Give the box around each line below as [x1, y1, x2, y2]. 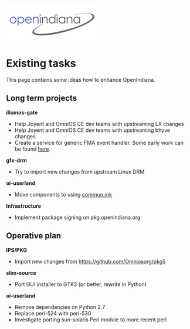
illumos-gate [6, 109, 38, 116]
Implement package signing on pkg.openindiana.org [14, 214, 141, 221]
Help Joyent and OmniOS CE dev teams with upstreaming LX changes [14, 120, 184, 127]
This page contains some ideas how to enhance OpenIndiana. [6, 76, 155, 83]
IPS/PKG [6, 246, 28, 254]
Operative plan [6, 231, 62, 241]
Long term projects [6, 93, 77, 104]
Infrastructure [6, 202, 42, 210]
